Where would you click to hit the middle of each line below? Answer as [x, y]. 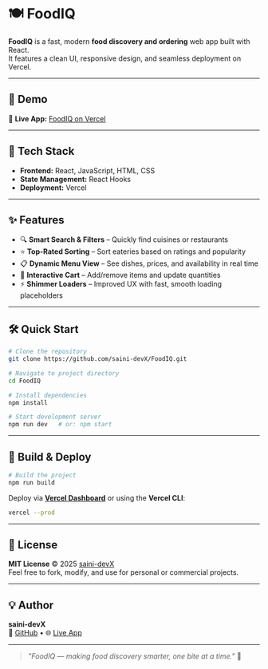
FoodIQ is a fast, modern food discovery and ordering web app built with [129, 41]
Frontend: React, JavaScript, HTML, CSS [87, 170]
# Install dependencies [48, 395]
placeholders [41, 295]
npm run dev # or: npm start [60, 425]
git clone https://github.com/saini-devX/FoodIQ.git [98, 359]
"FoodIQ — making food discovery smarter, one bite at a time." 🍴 [134, 656]
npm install [28, 402]
